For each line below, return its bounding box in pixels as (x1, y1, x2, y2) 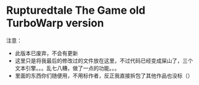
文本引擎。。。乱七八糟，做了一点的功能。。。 (14, 64, 120, 72)
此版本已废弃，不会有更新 (14, 49, 78, 57)
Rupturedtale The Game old (6, 4, 146, 17)
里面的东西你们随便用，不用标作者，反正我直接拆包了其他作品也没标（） (14, 72, 193, 79)
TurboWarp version (6, 16, 105, 30)
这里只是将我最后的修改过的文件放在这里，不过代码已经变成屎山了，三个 (14, 57, 193, 64)
